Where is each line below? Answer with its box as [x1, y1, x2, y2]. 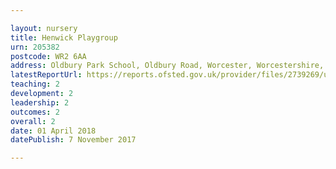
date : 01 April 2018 [10, 126, 97, 136]
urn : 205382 [10, 42, 60, 52]
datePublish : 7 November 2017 [10, 135, 137, 145]
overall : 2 [10, 116, 56, 126]
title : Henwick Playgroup [10, 32, 118, 43]
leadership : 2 [10, 97, 70, 108]
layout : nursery [10, 23, 78, 33]
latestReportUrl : [10, 70, 83, 80]
